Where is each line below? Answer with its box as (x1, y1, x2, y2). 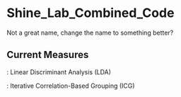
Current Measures (6, 49, 89, 61)
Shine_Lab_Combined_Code (6, 5, 175, 21)
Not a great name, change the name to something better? (6, 28, 174, 37)
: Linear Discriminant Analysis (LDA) (6, 67, 111, 76)
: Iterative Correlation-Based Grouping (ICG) (6, 81, 135, 90)
